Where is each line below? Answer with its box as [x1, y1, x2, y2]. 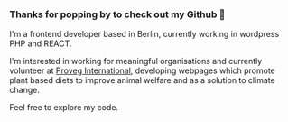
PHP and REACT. [9, 38, 72, 49]
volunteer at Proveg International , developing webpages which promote [9, 65, 275, 76]
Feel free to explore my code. [9, 102, 119, 113]
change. [9, 85, 41, 96]
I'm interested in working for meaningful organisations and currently [9, 56, 263, 67]
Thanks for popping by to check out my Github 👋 [9, 8, 226, 21]
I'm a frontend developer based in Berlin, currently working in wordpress [9, 29, 280, 40]
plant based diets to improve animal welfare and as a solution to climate [9, 75, 275, 86]
